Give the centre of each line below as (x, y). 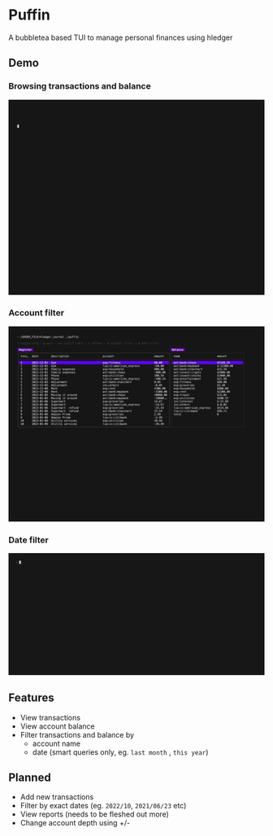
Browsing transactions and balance (80, 86)
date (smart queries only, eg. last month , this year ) (120, 752)
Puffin (29, 15)
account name (56, 743)
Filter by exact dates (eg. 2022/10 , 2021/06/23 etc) (103, 806)
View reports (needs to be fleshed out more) (94, 814)
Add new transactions (57, 797)
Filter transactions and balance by (77, 734)
